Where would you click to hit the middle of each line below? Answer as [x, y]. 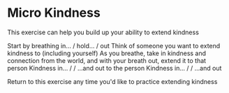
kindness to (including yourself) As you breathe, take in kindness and [107, 53]
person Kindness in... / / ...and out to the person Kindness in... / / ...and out [114, 68]
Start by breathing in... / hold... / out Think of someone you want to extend [114, 45]
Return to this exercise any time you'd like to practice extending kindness [112, 81]
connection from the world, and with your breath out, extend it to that [107, 60]
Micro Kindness [54, 13]
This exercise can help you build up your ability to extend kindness [103, 32]
